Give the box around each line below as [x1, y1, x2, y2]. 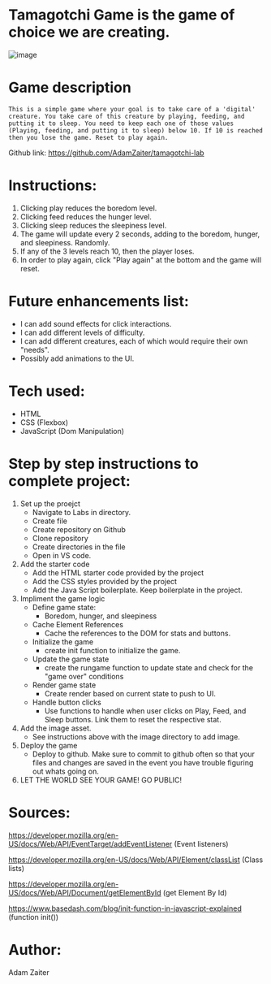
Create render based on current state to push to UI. [44, 688, 217, 698]
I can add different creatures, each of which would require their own [19, 336, 248, 346]
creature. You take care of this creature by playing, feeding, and [8, 112, 245, 120]
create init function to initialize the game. [44, 645, 181, 655]
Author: [8, 940, 62, 959]
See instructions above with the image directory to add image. [32, 731, 241, 741]
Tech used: [8, 382, 85, 400]
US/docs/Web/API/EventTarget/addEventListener [8, 839, 173, 848]
